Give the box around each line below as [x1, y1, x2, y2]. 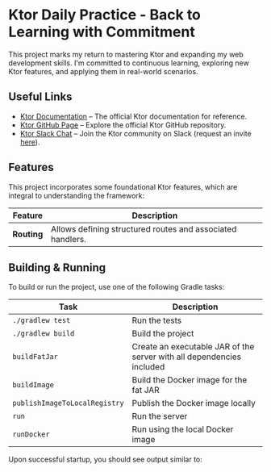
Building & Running [8, 261, 106, 274]
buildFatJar [12, 353, 59, 361]
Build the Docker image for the [131, 374, 248, 386]
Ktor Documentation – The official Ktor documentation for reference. [19, 111, 248, 121]
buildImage [12, 381, 54, 390]
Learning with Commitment [8, 23, 195, 41]
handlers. [51, 233, 87, 244]
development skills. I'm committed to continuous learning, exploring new [8, 58, 250, 68]
